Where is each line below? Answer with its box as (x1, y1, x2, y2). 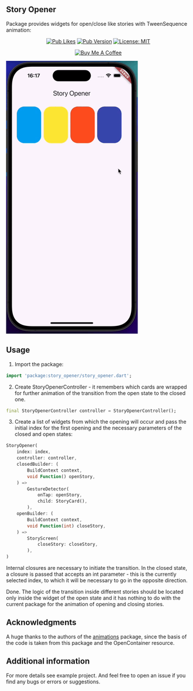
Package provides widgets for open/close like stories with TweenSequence (6, 20, 188, 27)
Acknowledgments (6, 617, 77, 628)
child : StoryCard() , (37, 499, 88, 504)
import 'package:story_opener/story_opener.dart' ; (6, 373, 132, 379)
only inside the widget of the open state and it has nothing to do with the (6, 594, 181, 601)
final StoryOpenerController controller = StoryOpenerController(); (6, 408, 177, 414)
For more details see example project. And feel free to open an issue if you (6, 672, 186, 679)
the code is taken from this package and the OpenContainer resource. (6, 639, 175, 646)
